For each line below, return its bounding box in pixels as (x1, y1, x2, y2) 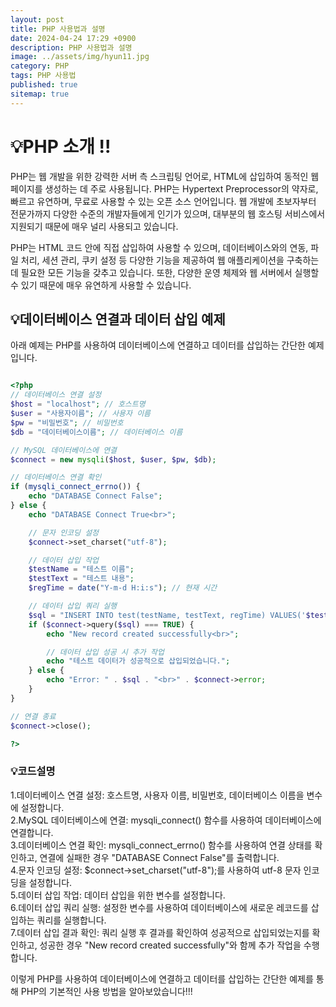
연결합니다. (10, 826, 54, 838)
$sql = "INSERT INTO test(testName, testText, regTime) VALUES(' (28, 610, 307, 620)
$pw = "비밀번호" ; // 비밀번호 (10, 417, 124, 428)
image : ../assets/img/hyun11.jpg (10, 52, 150, 62)
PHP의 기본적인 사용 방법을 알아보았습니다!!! (20, 985, 193, 997)
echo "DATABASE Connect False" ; (28, 491, 163, 501)
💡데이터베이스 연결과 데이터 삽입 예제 (10, 311, 226, 328)
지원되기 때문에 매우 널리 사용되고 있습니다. (10, 220, 179, 232)
